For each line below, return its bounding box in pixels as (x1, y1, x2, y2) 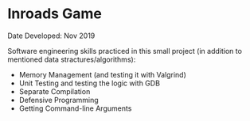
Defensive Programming (18, 95, 99, 104)
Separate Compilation (18, 86, 91, 96)
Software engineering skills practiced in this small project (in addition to (7, 46, 242, 55)
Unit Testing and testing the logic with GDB (18, 78, 161, 88)
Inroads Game (7, 5, 103, 23)
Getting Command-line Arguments (18, 104, 132, 113)
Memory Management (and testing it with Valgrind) (18, 70, 186, 79)
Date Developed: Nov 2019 (7, 31, 96, 40)
